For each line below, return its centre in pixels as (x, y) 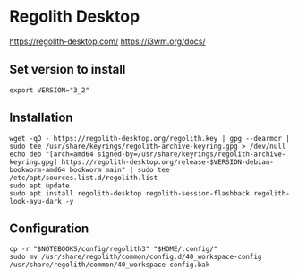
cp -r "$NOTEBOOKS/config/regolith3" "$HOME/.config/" (114, 249)
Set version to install (68, 69)
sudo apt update (39, 186)
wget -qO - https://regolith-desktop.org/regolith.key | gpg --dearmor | (150, 138)
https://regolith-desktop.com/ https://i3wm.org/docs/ (107, 41)
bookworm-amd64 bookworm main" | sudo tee (89, 169)
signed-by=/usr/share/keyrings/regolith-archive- (192, 154)
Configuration (49, 228)
